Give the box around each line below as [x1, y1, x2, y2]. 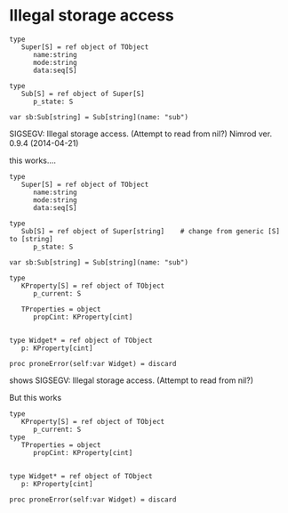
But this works [9, 392, 62, 403]
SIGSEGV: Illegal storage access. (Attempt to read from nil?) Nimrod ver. [9, 128, 273, 139]
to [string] [9, 234, 53, 243]
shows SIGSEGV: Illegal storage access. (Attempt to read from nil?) [9, 375, 254, 386]
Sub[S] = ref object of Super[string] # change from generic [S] [20, 226, 280, 236]
